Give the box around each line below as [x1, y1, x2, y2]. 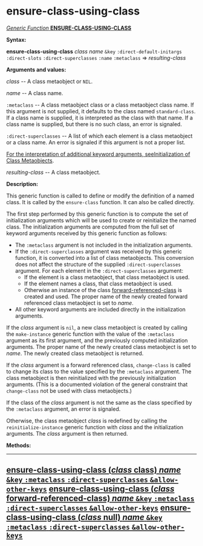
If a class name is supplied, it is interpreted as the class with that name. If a [6, 114, 193, 121]
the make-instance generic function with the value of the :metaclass [6, 330, 175, 338]
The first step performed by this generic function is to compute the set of [6, 210, 188, 218]
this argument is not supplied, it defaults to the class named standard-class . [6, 107, 196, 115]
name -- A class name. [6, 89, 63, 96]
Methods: [6, 441, 31, 449]
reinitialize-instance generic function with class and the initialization [6, 423, 184, 431]
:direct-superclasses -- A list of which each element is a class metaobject [6, 132, 193, 139]
